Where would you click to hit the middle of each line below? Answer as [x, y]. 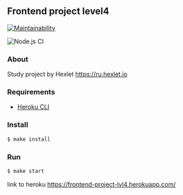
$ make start [26, 171]
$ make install [29, 139]
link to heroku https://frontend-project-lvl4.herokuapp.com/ [91, 184]
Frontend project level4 [58, 11]
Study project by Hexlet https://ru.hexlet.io [67, 74]
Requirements [31, 92]
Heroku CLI [33, 107]
